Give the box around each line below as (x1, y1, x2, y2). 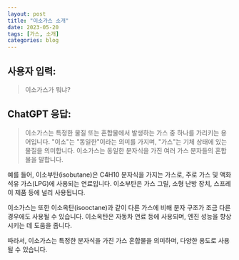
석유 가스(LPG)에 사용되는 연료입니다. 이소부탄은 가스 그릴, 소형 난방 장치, (7, 179, 213, 187)
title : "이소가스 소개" (7, 17, 69, 24)
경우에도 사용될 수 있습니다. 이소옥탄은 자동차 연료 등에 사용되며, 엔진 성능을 (7, 212, 219, 221)
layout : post (7, 10, 46, 18)
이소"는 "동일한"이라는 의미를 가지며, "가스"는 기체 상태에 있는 (54, 137, 228, 146)
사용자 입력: (7, 65, 56, 77)
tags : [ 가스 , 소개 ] (7, 30, 59, 38)
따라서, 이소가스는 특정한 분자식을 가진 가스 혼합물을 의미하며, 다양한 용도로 (7, 236, 217, 244)
